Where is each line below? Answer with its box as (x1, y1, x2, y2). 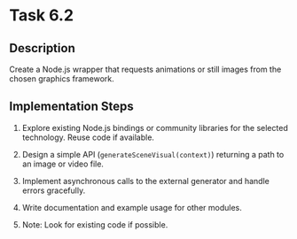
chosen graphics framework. (9, 73, 115, 84)
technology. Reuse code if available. (21, 132, 155, 143)
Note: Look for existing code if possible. (21, 219, 168, 230)
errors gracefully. (21, 185, 86, 196)
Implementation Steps (9, 99, 135, 114)
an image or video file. (21, 158, 105, 169)
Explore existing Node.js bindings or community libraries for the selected (21, 122, 288, 133)
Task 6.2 (9, 5, 74, 26)
